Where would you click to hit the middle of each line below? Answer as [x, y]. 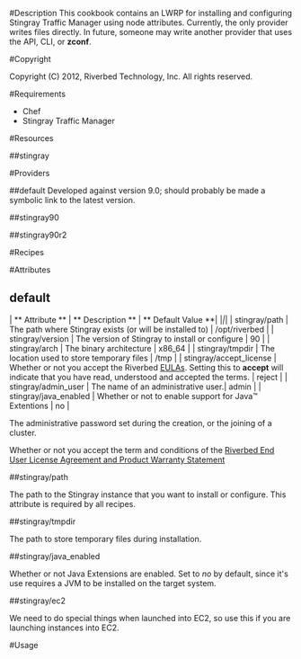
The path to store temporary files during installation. [106, 539]
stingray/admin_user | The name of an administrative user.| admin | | [136, 387]
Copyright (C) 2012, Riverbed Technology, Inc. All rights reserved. [131, 76]
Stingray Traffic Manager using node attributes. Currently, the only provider [149, 22]
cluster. [23, 432]
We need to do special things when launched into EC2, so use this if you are [150, 618]
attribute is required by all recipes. [73, 503]
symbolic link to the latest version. [72, 200]
